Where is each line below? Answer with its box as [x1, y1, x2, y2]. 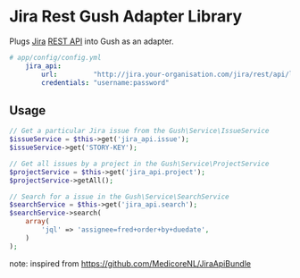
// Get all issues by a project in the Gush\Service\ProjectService [9, 159, 270, 168]
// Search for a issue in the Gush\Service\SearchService [9, 192, 229, 201]
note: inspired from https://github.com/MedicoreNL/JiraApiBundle [9, 257, 252, 269]
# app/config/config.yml [9, 53, 102, 62]
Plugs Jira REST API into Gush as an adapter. [9, 36, 174, 46]
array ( [25, 217, 50, 226]
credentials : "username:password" [41, 78, 170, 87]
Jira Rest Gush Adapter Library [9, 6, 243, 27]
